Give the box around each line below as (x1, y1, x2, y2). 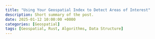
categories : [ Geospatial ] (5, 21, 60, 27)
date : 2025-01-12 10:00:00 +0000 (5, 17, 76, 22)
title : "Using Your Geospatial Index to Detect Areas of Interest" (5, 7, 151, 13)
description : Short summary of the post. (5, 12, 94, 17)
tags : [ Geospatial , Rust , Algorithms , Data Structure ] (5, 26, 124, 31)
